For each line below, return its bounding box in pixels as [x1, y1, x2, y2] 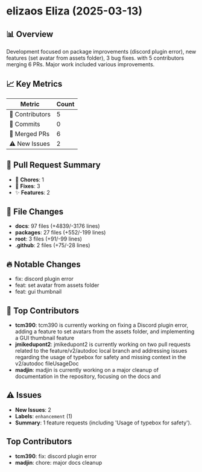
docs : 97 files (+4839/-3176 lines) [14, 222, 101, 230]
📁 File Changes [6, 207, 64, 217]
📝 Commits [9, 119, 40, 128]
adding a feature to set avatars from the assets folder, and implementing [14, 328, 195, 335]
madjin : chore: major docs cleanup [14, 459, 103, 466]
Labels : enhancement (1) [14, 412, 73, 420]
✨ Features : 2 [14, 189, 50, 196]
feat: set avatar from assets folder [14, 282, 99, 289]
